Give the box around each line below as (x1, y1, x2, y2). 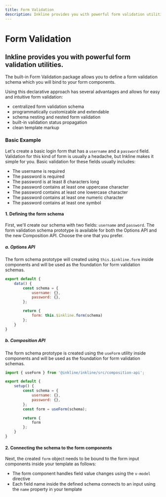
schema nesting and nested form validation (12, 114, 101, 120)
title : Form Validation (5, 7, 54, 12)
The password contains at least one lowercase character (12, 189, 128, 195)
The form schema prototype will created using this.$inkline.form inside (5, 256, 154, 262)
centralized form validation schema (12, 103, 84, 109)
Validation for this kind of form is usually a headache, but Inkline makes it (5, 153, 154, 159)
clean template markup (12, 124, 59, 130)
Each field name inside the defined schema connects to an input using (12, 481, 156, 487)
